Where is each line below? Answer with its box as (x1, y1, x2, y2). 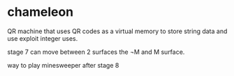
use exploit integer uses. (7, 34, 78, 42)
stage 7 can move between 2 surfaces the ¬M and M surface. (7, 48, 185, 56)
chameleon (7, 4, 74, 20)
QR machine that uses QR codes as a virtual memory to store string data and (7, 27, 228, 35)
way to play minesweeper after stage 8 (7, 61, 119, 69)
